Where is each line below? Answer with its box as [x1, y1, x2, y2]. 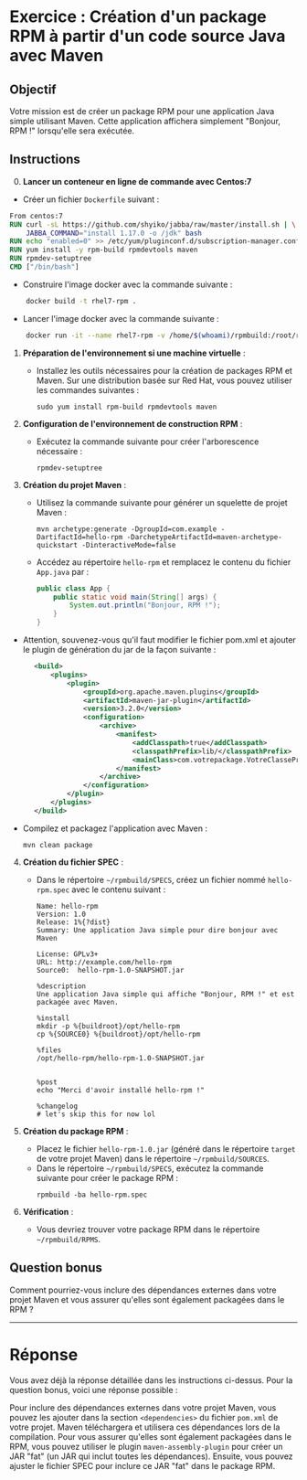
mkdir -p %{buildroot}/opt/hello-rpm [36, 1021, 181, 1030]
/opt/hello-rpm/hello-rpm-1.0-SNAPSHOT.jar [36, 1053, 206, 1062]
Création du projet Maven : [22, 479, 126, 490]
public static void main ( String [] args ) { [53, 592, 217, 602]
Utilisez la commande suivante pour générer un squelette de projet [36, 496, 288, 508]
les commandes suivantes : [36, 384, 140, 395]
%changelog [36, 1102, 79, 1111]
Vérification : [22, 1206, 74, 1217]
